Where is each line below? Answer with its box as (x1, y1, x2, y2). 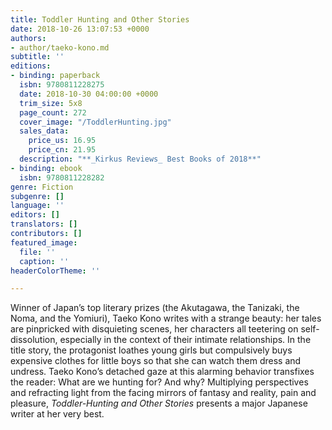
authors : (10, 33, 47, 43)
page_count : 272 (19, 107, 87, 118)
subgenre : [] (10, 191, 65, 201)
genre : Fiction (10, 182, 74, 192)
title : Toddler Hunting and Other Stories (10, 14, 190, 25)
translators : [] (10, 219, 78, 230)
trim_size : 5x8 (19, 98, 83, 108)
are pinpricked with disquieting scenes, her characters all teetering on (10, 323, 299, 335)
